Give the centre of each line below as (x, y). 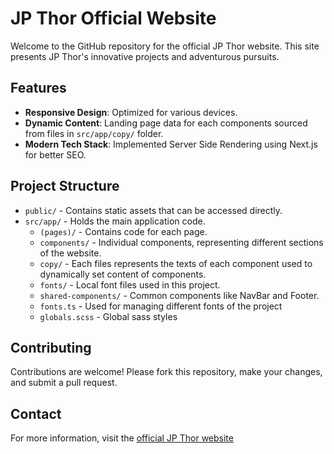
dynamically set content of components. (123, 274)
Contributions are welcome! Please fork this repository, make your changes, (166, 372)
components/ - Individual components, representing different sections (181, 242)
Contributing (51, 347)
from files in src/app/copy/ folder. (94, 133)
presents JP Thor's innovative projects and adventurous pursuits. (145, 56)
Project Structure (65, 186)
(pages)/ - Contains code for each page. (123, 231)
